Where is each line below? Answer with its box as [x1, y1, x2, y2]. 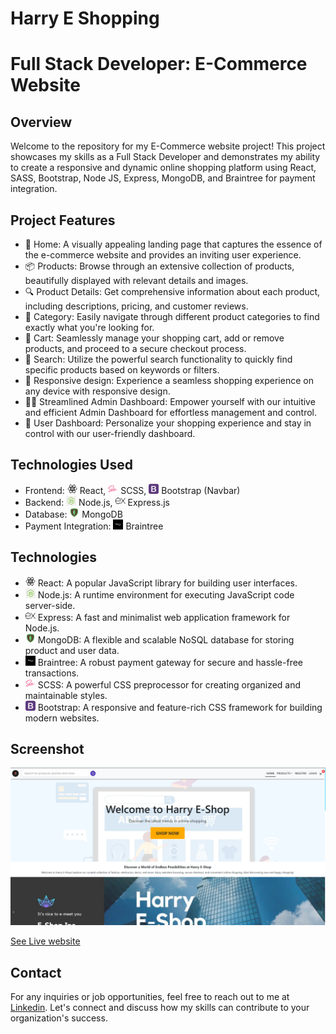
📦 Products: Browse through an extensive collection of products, [24, 260, 295, 272]
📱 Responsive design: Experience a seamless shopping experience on [24, 375, 314, 386]
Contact [10, 964, 62, 981]
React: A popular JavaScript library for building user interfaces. [37, 577, 298, 589]
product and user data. [24, 644, 120, 656]
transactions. [24, 667, 80, 679]
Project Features [10, 212, 116, 229]
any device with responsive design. [24, 385, 171, 397]
